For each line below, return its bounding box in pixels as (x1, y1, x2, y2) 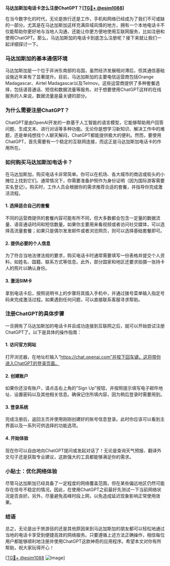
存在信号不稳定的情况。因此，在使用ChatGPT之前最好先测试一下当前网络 (5, 486, 157, 492)
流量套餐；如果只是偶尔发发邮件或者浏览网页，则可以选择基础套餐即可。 (14, 228, 165, 234)
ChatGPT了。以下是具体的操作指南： (5, 329, 82, 335)
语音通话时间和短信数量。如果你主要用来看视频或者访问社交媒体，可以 (14, 221, 160, 227)
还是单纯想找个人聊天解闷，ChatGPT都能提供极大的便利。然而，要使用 (14, 132, 162, 138)
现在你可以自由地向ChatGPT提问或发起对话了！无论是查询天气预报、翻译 (5, 447, 157, 453)
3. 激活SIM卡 (5, 278, 32, 284)
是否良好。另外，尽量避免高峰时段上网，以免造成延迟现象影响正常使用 (9, 492, 156, 499)
